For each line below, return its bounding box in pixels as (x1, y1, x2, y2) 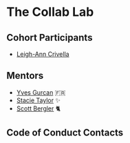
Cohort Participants (6, 32, 93, 44)
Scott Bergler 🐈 (16, 104, 61, 113)
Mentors (6, 70, 44, 82)
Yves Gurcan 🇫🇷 (16, 88, 66, 97)
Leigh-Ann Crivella (16, 50, 69, 58)
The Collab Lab (6, 4, 94, 20)
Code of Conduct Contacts (6, 127, 124, 139)
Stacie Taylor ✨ (16, 96, 61, 104)
